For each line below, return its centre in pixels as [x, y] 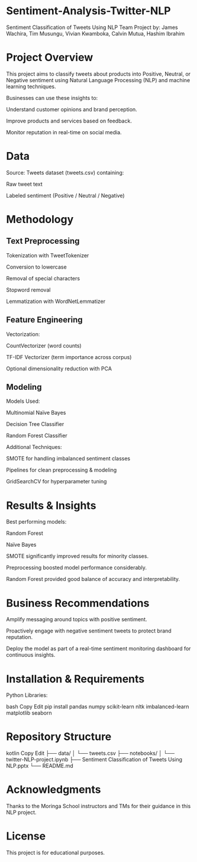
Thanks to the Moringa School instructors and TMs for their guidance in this [98, 806]
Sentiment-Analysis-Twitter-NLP [88, 11]
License [26, 836]
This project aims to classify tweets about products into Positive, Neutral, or [98, 74]
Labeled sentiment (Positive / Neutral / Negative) [66, 195]
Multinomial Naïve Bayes [36, 413]
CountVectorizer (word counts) [44, 346]
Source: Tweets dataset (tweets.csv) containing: [65, 172]
